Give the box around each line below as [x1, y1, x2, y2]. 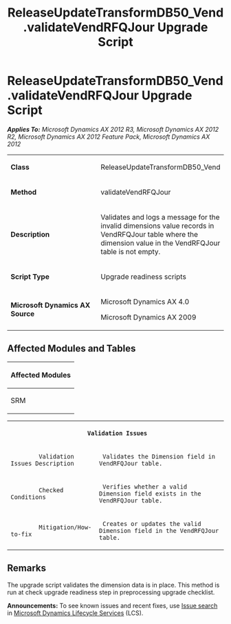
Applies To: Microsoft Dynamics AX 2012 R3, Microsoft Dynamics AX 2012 [7, 125, 219, 133]
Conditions [10, 493, 46, 501]
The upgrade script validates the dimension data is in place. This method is [7, 581, 220, 589]
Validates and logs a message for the [100, 212, 220, 222]
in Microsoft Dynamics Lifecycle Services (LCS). [7, 609, 144, 617]
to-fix [10, 530, 32, 538]
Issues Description [10, 459, 74, 467]
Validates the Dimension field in [102, 452, 215, 460]
